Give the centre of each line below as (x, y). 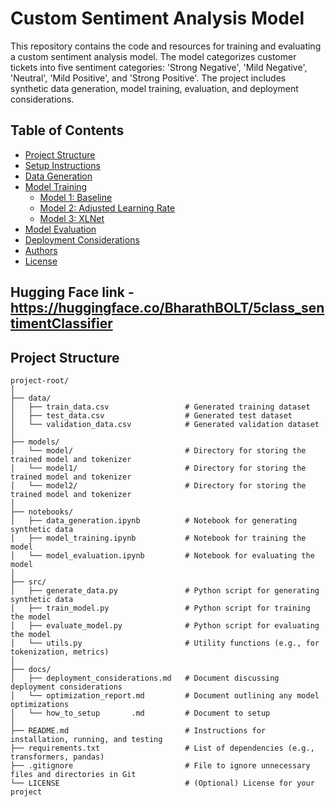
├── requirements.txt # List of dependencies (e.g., (162, 748)
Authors (41, 250)
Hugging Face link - (72, 292)
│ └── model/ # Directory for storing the (158, 450)
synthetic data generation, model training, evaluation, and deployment (154, 88)
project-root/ (40, 380)
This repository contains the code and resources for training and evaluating (166, 46)
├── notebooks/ (42, 512)
